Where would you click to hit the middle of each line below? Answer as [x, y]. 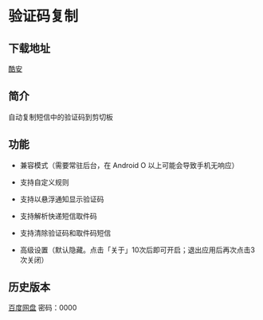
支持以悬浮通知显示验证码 [62, 199]
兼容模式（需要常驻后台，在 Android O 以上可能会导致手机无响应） [129, 165]
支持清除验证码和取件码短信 [65, 232]
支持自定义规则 [44, 182]
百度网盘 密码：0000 [43, 308]
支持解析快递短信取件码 [58, 216]
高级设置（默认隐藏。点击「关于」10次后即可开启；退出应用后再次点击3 [137, 250]
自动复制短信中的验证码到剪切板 [61, 117]
